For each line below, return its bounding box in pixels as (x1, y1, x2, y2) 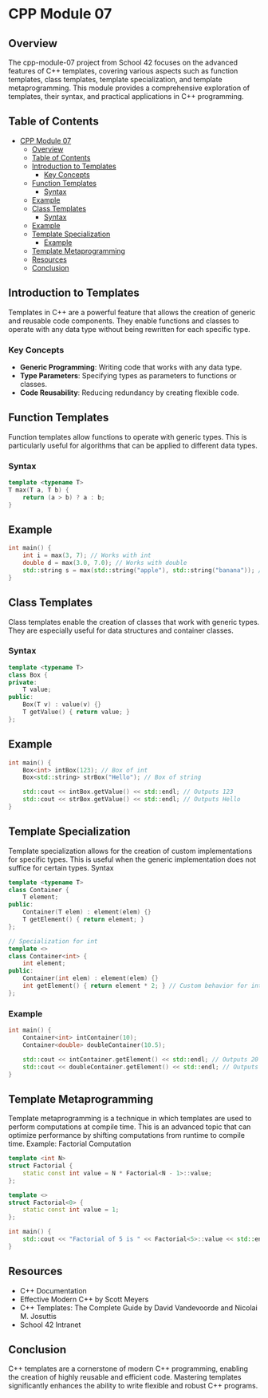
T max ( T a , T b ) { (8, 486, 69, 494)
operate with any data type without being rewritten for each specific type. (8, 324, 251, 334)
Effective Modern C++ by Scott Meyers (19, 1294, 149, 1304)
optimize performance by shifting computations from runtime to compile (8, 1131, 246, 1140)
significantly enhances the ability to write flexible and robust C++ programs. (8, 1381, 258, 1391)
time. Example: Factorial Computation (8, 1139, 132, 1149)
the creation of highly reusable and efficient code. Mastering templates (8, 1372, 242, 1382)
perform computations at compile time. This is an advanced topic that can (8, 1122, 251, 1131)
